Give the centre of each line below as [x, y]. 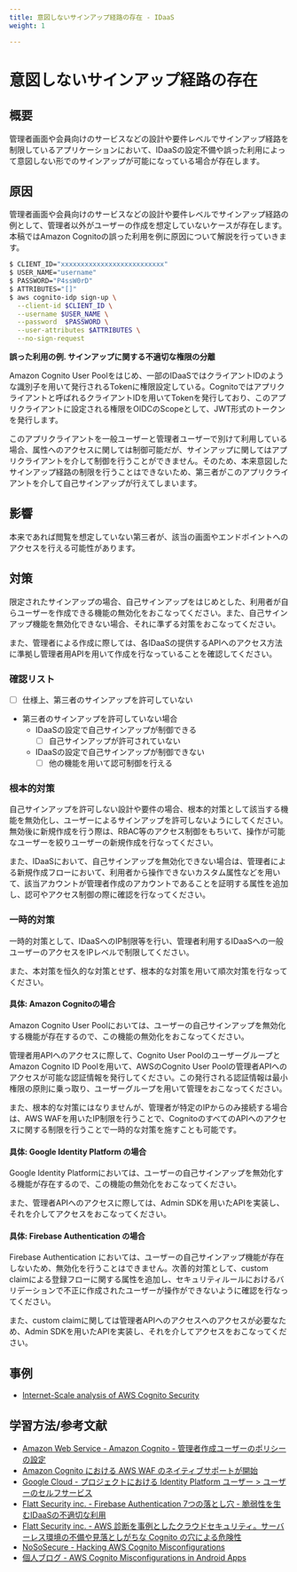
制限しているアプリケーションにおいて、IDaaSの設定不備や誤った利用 [136, 149]
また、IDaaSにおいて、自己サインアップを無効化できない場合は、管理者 [140, 861]
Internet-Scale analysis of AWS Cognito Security [110, 1395]
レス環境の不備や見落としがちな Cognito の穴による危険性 [136, 1537]
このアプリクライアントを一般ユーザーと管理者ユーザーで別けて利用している [148, 439]
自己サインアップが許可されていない [114, 741]
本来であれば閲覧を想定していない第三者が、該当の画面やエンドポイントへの [149, 537]
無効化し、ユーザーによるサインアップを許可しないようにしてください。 [156, 821]
